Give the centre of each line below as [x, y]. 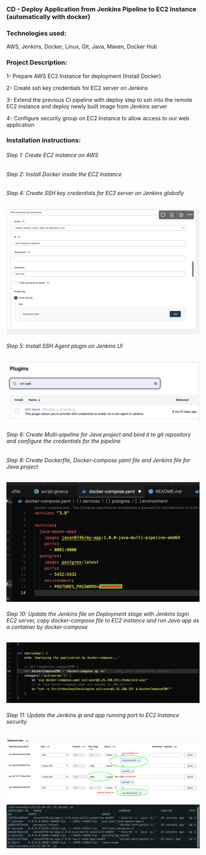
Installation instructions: [44, 140]
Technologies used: [36, 33]
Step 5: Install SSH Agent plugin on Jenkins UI [65, 346]
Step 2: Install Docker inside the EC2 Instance [64, 174]
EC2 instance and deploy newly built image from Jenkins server [87, 106]
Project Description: [37, 63]
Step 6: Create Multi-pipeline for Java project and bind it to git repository [99, 434]
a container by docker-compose [47, 627]
